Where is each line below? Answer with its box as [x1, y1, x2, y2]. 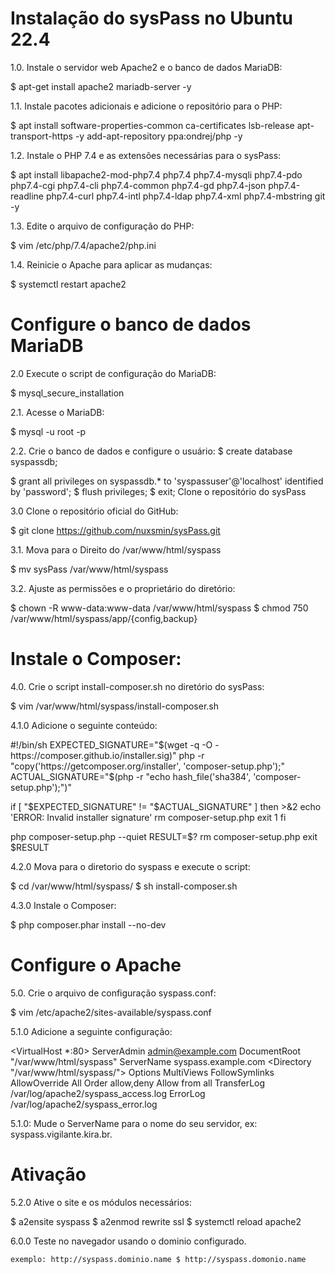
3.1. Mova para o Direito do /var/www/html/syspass [10, 543, 222, 556]
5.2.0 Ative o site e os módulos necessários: [10, 1196, 192, 1208]
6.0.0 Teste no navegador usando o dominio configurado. [10, 1235, 247, 1247]
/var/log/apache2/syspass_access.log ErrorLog [10, 1087, 206, 1099]
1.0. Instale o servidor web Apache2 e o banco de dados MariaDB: [10, 61, 283, 73]
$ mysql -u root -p [10, 425, 87, 437]
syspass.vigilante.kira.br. [10, 1128, 113, 1140]
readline [10, 190, 44, 202]
